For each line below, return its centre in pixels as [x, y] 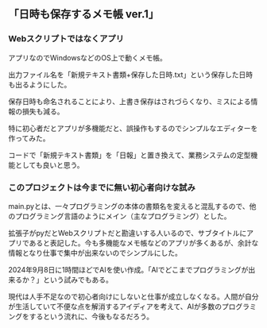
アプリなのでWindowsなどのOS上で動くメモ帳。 [87, 57]
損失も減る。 [43, 111]
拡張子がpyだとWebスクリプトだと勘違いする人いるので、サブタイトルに [128, 233]
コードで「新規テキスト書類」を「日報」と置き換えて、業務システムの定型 [130, 155]
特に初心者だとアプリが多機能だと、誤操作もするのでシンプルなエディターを [133, 128]
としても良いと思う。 [50, 164]
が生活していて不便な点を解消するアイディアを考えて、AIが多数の [115, 306]
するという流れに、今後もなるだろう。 [91, 316]
